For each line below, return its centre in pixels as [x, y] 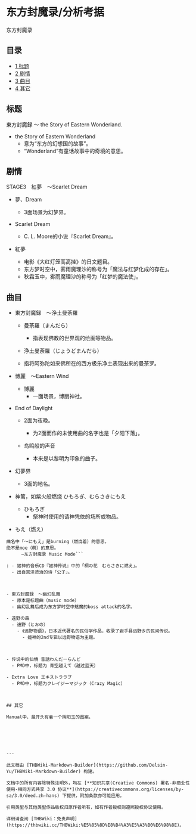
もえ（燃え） [30, 529]
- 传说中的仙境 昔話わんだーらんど [43, 659]
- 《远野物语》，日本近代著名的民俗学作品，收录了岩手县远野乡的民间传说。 [95, 631]
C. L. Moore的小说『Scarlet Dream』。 [70, 237]
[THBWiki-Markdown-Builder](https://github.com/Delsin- [97, 765]
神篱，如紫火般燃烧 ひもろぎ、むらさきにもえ [70, 497]
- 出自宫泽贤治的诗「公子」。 [42, 572]
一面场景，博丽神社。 [59, 396]
